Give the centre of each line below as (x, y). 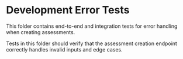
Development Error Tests (68, 10)
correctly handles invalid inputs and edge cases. (64, 49)
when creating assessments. (41, 32)
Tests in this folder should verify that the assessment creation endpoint (91, 43)
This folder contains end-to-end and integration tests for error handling (92, 26)
